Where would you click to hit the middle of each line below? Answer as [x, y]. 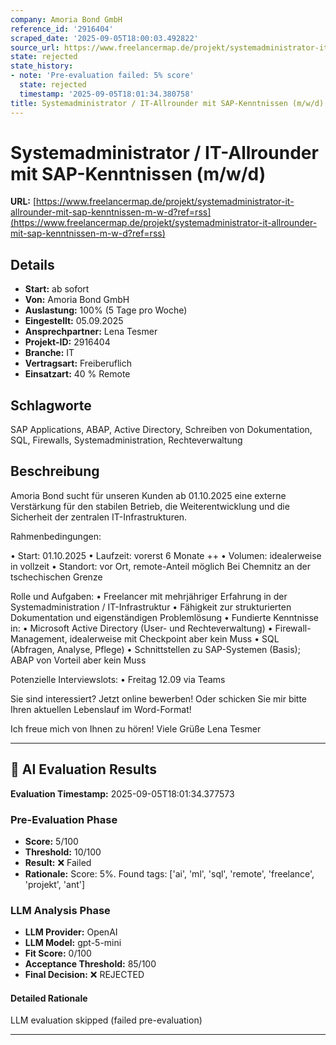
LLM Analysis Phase [60, 910]
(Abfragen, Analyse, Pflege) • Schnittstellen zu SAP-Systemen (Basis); [155, 649]
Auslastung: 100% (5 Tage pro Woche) [106, 310]
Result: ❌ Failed [58, 862]
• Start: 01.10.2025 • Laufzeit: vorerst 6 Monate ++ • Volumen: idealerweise [166, 555]
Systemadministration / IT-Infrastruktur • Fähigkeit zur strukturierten [151, 607]
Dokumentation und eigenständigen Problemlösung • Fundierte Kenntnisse [165, 617]
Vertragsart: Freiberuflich [78, 363]
